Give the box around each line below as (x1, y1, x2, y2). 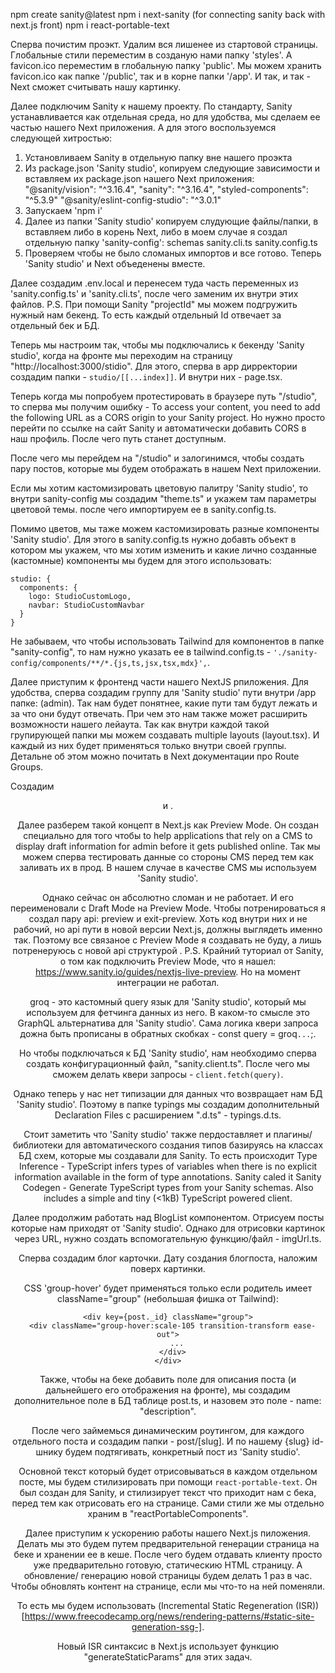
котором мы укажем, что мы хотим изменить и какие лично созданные (10, 544, 317, 556)
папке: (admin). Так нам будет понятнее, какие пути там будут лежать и (10, 697, 318, 709)
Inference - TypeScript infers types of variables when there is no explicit (18, 1160, 318, 1172)
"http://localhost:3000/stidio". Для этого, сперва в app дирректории (10, 360, 298, 372)
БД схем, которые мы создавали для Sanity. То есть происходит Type (18, 1150, 318, 1161)
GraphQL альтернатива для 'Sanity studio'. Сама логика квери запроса (17, 1017, 319, 1029)
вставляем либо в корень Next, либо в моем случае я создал (24, 226, 288, 238)
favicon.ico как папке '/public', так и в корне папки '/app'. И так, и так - (10, 70, 311, 82)
